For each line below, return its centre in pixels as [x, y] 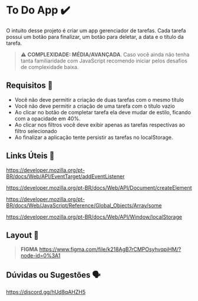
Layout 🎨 [23, 235]
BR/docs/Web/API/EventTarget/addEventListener [65, 176]
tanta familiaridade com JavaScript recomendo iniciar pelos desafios [104, 61]
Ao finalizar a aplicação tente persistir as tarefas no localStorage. [94, 137]
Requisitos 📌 [29, 86]
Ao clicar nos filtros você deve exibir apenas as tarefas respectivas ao [100, 125]
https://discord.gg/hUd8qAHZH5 [46, 292]
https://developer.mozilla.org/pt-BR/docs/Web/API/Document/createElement [99, 187]
